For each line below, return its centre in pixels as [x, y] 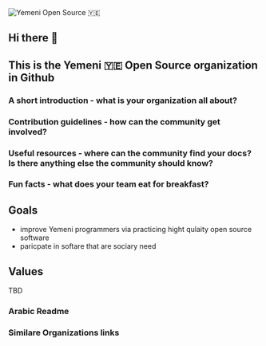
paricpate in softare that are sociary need [88, 246]
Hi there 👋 [33, 38]
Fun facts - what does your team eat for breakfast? [109, 184]
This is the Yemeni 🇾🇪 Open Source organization [133, 65]
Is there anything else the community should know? [111, 163]
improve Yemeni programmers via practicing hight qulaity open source [136, 230]
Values [26, 271]
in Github [32, 78]
